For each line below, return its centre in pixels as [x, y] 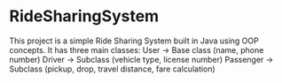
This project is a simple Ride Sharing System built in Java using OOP [134, 41]
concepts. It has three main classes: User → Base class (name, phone [137, 49]
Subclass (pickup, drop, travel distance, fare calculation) [112, 69]
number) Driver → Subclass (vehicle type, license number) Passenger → [141, 59]
